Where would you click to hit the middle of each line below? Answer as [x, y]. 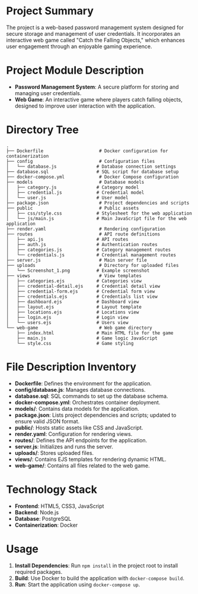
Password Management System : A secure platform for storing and [97, 87]
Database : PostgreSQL [43, 518]
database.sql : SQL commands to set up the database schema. [91, 396]
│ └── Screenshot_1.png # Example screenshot [78, 271]
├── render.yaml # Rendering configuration [86, 229]
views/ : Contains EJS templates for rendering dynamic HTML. [91, 459]
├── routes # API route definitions [83, 234]
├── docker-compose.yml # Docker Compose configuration [92, 177]
